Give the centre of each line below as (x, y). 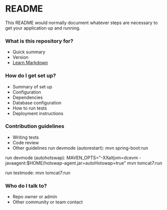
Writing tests (26, 137)
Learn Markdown (30, 63)
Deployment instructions (38, 113)
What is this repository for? (39, 41)
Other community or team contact (48, 202)
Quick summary (29, 52)
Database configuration (37, 102)
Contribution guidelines (35, 126)
